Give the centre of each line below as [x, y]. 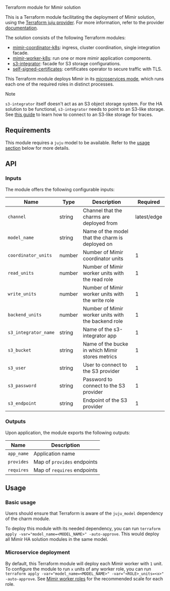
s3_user [17, 368]
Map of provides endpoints [66, 461]
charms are [96, 217]
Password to [98, 379]
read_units [21, 273]
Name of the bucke [105, 344]
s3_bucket [19, 350]
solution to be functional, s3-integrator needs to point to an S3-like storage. [85, 109]
